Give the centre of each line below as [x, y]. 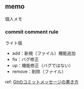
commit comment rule [32, 32]
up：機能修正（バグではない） [42, 66]
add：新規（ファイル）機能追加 [44, 53]
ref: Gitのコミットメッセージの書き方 [42, 82]
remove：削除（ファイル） [39, 71]
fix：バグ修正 [25, 59]
